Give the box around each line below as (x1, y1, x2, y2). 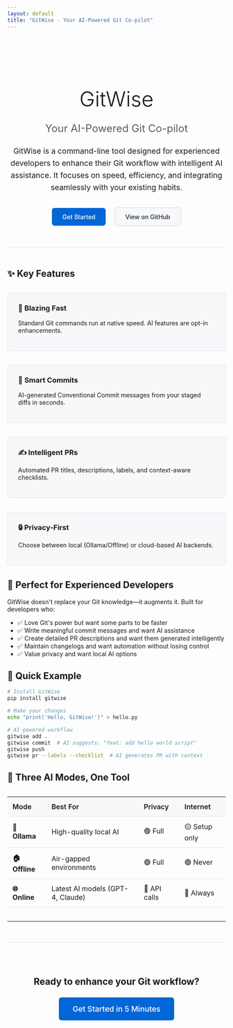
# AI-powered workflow (7, 726, 73, 733)
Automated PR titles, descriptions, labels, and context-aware (18, 466, 191, 474)
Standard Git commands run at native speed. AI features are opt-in (18, 319, 208, 327)
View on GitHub (125, 213, 171, 221)
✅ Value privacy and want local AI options (17, 649, 137, 658)
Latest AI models (51, 884, 106, 893)
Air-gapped (51, 854, 90, 864)
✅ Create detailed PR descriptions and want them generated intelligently (17, 634, 225, 642)
